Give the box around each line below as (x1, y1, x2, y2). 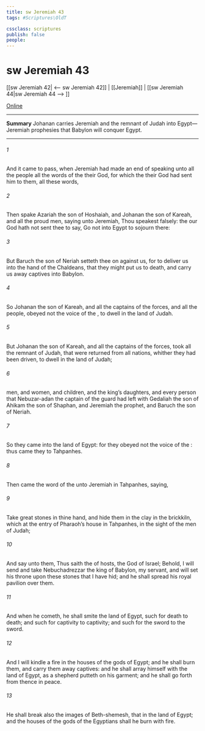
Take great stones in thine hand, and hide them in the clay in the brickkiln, (6, 513, 192, 521)
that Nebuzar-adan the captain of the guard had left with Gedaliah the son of (6, 395, 199, 403)
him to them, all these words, (6, 178, 79, 186)
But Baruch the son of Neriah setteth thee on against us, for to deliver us (6, 257, 189, 264)
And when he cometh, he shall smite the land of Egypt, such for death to (6, 612, 188, 619)
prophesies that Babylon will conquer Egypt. (31, 126, 142, 134)
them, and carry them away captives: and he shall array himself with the (6, 665, 188, 672)
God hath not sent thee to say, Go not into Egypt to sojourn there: (6, 224, 170, 232)
